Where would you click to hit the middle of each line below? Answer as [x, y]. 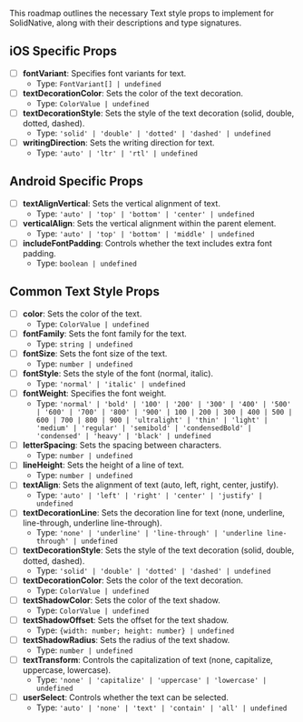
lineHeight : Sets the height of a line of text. [103, 465]
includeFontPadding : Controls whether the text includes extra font [147, 243]
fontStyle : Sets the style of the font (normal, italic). [118, 374]
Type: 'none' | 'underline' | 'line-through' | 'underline [149, 533]
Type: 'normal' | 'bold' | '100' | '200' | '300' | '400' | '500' [164, 404]
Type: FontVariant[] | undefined [98, 83]
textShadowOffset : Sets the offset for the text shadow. [126, 620]
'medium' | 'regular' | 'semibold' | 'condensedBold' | [144, 428]
